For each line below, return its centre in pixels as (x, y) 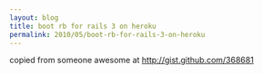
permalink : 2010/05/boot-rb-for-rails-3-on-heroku (107, 34)
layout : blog (34, 18)
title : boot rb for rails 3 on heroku (83, 26)
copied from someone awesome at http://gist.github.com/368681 (132, 60)
